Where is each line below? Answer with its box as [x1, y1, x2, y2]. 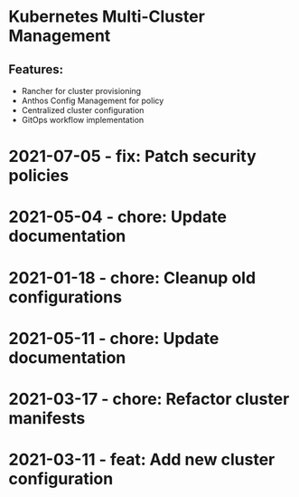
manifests [8, 407, 86, 428]
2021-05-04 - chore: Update [8, 206, 228, 227]
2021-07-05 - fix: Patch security [8, 147, 257, 167]
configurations [8, 287, 123, 307]
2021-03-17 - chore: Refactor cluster [8, 388, 290, 409]
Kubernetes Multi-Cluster [8, 6, 205, 27]
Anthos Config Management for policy [21, 95, 164, 106]
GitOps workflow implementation [21, 115, 145, 125]
